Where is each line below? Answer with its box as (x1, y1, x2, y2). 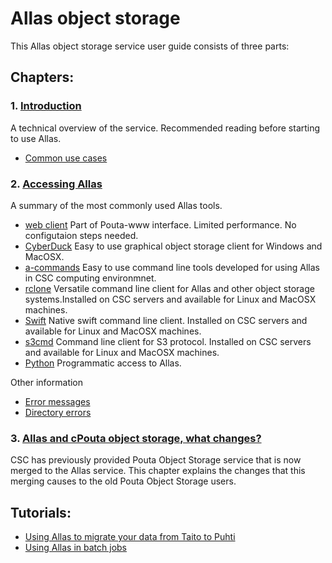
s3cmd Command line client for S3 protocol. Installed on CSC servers (24, 335, 312, 347)
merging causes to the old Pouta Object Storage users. (10, 475, 237, 487)
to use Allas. (10, 132, 62, 144)
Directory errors (24, 406, 92, 418)
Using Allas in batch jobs (24, 542, 127, 554)
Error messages (24, 395, 91, 407)
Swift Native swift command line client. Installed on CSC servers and (24, 314, 308, 326)
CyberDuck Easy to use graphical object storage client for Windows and (24, 240, 323, 252)
